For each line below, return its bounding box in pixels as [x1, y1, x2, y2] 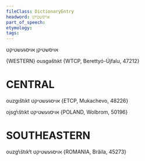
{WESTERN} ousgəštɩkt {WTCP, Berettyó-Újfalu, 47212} [6, 58, 140, 65]
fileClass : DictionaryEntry [6, 8, 75, 15]
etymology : [6, 24, 33, 31]
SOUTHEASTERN [6, 129, 91, 142]
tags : [6, 30, 19, 36]
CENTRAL [6, 78, 55, 91]
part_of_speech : [6, 19, 45, 25]
